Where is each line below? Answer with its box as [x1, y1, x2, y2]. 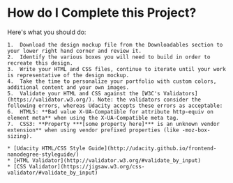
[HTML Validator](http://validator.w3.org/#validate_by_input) [13, 157, 201, 164]
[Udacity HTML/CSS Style [13, 145, 86, 152]
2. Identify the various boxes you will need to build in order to [7, 54, 211, 61]
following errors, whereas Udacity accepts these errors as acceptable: [7, 102, 223, 109]
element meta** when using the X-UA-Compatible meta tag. [7, 114, 179, 121]
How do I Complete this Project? [7, 5, 197, 21]
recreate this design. [7, 59, 73, 67]
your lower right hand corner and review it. [7, 47, 142, 54]
